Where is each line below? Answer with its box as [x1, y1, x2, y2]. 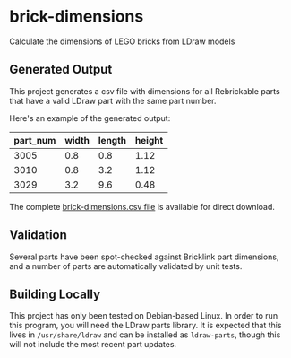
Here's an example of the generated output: [9, 112, 171, 123]
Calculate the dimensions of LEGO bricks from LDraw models [9, 36, 235, 47]
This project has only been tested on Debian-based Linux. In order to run [9, 310, 278, 321]
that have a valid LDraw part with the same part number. [9, 95, 217, 106]
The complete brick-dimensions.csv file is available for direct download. [9, 201, 276, 212]
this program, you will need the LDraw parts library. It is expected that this [9, 320, 282, 331]
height [134, 134, 164, 146]
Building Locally [9, 286, 101, 301]
